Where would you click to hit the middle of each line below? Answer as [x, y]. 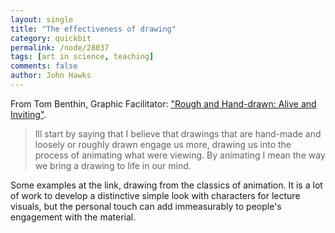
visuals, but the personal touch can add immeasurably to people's [146, 206]
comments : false [44, 66]
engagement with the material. [73, 217]
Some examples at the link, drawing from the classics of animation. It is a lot [166, 185]
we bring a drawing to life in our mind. [113, 165]
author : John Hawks [51, 76]
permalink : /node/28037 [60, 47]
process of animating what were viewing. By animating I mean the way [180, 155]
